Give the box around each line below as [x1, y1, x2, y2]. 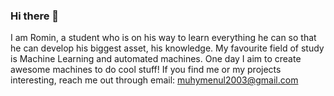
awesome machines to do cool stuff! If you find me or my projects [10, 64, 282, 76]
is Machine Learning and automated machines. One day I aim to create [10, 53, 302, 65]
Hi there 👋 [10, 9, 60, 23]
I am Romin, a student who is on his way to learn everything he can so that [10, 32, 317, 44]
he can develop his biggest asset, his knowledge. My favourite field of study [10, 42, 325, 54]
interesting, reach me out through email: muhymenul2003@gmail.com [10, 74, 299, 86]
